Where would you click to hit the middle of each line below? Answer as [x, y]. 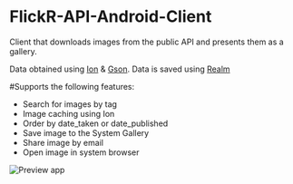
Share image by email [63, 142]
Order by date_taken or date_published [95, 123]
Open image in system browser [81, 152]
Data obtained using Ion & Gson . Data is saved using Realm [120, 69]
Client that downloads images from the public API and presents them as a [146, 42]
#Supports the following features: [72, 86]
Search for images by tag [70, 104]
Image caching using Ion [68, 113]
